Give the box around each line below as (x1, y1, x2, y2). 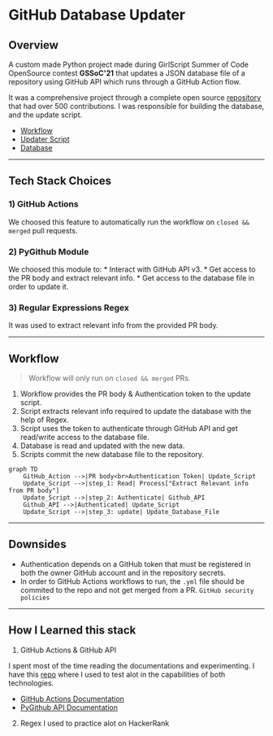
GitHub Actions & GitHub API (19, 645, 116, 655)
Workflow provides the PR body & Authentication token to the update (19, 389, 251, 399)
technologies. (8, 677, 54, 688)
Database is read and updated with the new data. (19, 441, 185, 451)
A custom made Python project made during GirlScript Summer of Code (8, 59, 249, 69)
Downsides (8, 538, 67, 551)
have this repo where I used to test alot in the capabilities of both (8, 669, 226, 679)
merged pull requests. (8, 225, 78, 235)
